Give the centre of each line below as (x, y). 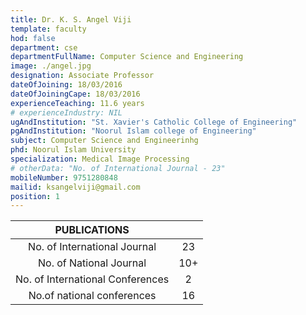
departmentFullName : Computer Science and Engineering (127, 57)
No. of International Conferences (92, 279)
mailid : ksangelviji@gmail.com (75, 187)
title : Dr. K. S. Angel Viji (71, 19)
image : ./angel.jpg (51, 66)
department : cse (44, 47)
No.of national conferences (92, 296)
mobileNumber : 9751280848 (64, 177)
